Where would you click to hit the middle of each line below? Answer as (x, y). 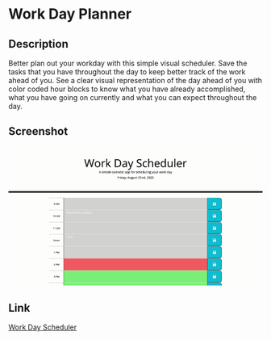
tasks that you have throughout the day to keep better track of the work (127, 72)
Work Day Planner (70, 14)
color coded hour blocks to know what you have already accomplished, (127, 89)
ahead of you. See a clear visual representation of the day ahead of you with (135, 80)
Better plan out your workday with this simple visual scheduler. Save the (128, 63)
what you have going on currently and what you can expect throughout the (133, 97)
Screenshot (38, 131)
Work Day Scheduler (43, 327)
